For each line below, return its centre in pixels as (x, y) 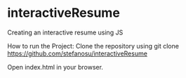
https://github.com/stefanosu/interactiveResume (77, 53)
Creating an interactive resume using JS (65, 32)
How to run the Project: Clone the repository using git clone (93, 46)
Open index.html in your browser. (55, 67)
